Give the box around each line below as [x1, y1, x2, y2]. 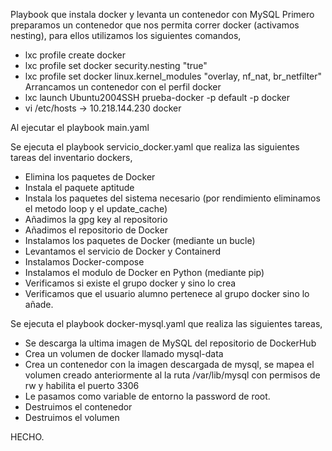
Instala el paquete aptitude [24, 182, 135, 193]
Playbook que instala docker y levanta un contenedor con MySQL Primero [10, 9, 315, 20]
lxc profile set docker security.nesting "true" [24, 60, 208, 71]
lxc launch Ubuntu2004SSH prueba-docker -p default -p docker [24, 92, 291, 103]
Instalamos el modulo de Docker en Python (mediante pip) [24, 267, 265, 278]
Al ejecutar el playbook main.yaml [10, 122, 150, 133]
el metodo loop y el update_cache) [24, 203, 168, 214]
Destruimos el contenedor [24, 401, 133, 413]
